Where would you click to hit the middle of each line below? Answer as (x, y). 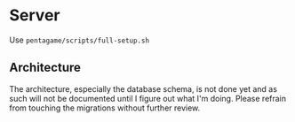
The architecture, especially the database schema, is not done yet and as (144, 88)
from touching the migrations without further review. (105, 108)
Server (35, 15)
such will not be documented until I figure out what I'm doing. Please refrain (148, 98)
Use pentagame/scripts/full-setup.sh (79, 40)
